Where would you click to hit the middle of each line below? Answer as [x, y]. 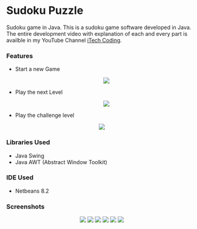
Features [20, 56]
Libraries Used [28, 142]
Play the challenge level [45, 115]
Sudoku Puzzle [45, 11]
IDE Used [20, 178]
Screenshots [25, 207]
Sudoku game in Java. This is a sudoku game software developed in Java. [99, 27]
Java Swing [29, 156]
